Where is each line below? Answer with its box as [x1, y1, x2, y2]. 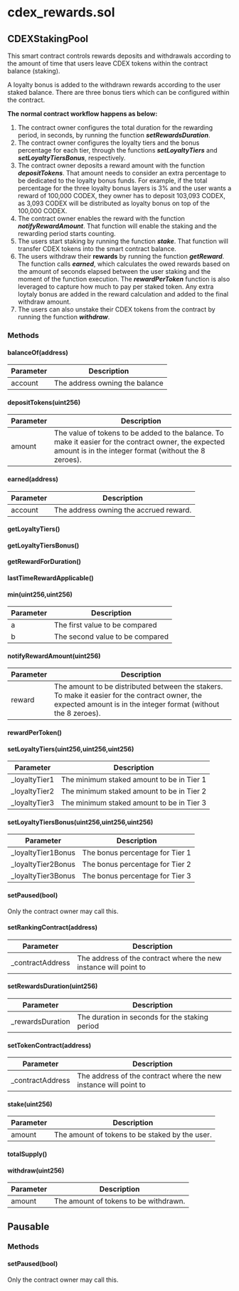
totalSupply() [7, 1149, 48, 1158]
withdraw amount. [17, 297, 71, 306]
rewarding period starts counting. [17, 230, 116, 237]
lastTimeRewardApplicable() [7, 573, 94, 582]
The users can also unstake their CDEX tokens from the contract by [17, 305, 216, 314]
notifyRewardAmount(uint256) [7, 652, 101, 660]
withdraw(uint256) [7, 1166, 65, 1175]
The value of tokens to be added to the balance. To [53, 428, 224, 438]
